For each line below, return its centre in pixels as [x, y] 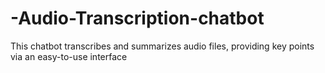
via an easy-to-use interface [69, 56]
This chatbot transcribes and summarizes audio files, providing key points [162, 46]
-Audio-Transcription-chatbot [137, 18]
